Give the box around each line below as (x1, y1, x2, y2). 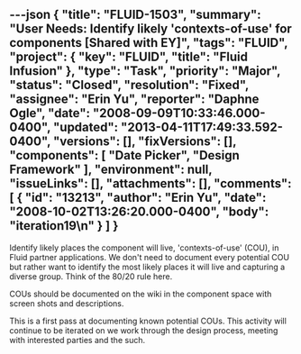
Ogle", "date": (9, 105, 91, 121)
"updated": (52, 120, 119, 135)
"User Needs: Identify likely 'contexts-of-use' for (9, 22, 293, 37)
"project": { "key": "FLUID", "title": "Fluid (9, 50, 248, 65)
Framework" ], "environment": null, (9, 162, 213, 177)
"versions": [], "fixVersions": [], (52, 134, 237, 150)
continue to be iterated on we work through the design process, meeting (9, 324, 278, 336)
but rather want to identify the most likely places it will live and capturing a (9, 261, 286, 272)
